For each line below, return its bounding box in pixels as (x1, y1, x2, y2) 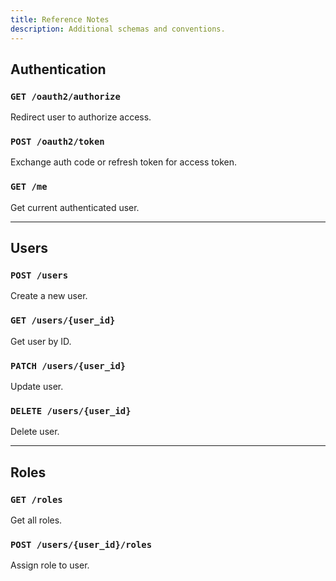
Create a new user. (10, 290, 88, 302)
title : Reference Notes (10, 14, 110, 25)
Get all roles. (10, 514, 63, 526)
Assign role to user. (10, 559, 90, 571)
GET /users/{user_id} (10, 315, 116, 326)
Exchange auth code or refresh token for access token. (10, 156, 237, 168)
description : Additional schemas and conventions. (10, 24, 226, 34)
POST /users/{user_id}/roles (10, 539, 153, 550)
